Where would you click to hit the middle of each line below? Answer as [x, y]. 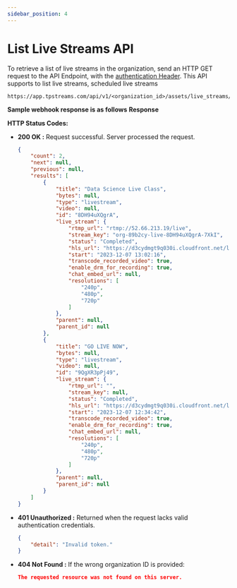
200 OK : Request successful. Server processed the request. [106, 137]
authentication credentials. [56, 525]
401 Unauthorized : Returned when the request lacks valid [103, 517]
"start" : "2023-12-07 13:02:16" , [117, 255]
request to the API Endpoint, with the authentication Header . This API [108, 76]
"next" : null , [51, 163]
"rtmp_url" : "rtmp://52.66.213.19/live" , [130, 229]
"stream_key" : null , [98, 392]
